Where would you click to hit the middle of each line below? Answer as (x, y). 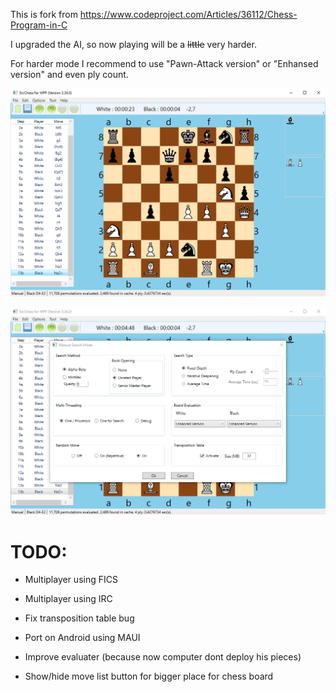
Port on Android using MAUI (82, 638)
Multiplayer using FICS (71, 580)
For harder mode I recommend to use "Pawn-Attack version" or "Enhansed (164, 63)
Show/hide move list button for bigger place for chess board (149, 676)
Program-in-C (39, 25)
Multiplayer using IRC (68, 599)
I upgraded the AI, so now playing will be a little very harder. (133, 44)
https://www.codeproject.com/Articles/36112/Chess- (188, 14)
